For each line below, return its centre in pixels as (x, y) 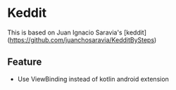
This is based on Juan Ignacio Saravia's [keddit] (77, 32)
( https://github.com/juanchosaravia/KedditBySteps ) (82, 39)
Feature (25, 62)
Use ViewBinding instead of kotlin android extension (93, 79)
